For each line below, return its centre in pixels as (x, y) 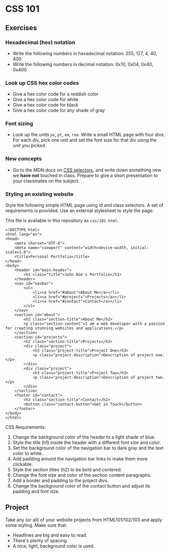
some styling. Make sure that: (36, 525)
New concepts (24, 159)
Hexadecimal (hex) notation (40, 42)
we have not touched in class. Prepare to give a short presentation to (85, 175)
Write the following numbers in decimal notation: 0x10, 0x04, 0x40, (83, 64)
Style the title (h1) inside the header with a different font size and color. (87, 443)
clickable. (23, 464)
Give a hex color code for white (46, 100)
